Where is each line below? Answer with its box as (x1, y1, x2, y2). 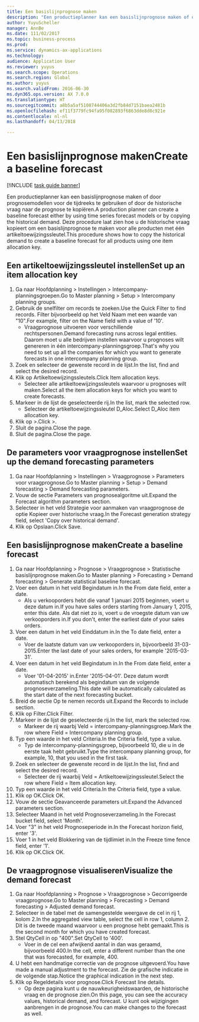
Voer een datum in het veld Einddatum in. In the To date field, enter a (15, 628, 181, 635)
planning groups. (15, 298, 57, 305)
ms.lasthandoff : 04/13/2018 (6, 119, 76, 125)
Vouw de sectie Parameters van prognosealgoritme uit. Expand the (15, 491, 177, 498)
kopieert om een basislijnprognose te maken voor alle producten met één (6, 225, 185, 232)
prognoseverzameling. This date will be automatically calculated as (24, 685, 186, 692)
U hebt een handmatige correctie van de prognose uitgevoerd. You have (15, 960, 190, 967)
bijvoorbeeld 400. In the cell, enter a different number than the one (24, 947, 185, 954)
